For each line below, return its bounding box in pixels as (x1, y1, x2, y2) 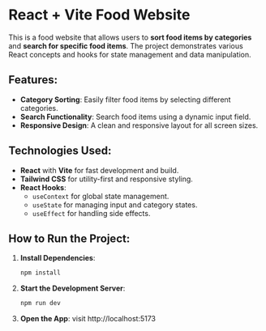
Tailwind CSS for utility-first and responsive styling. (19, 174, 193, 184)
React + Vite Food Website (8, 6, 191, 24)
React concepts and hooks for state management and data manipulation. (8, 49, 251, 59)
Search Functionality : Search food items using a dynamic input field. (19, 112, 251, 121)
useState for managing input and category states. (32, 200, 198, 210)
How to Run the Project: (8, 231, 131, 245)
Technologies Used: (8, 144, 112, 158)
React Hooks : (19, 182, 66, 192)
